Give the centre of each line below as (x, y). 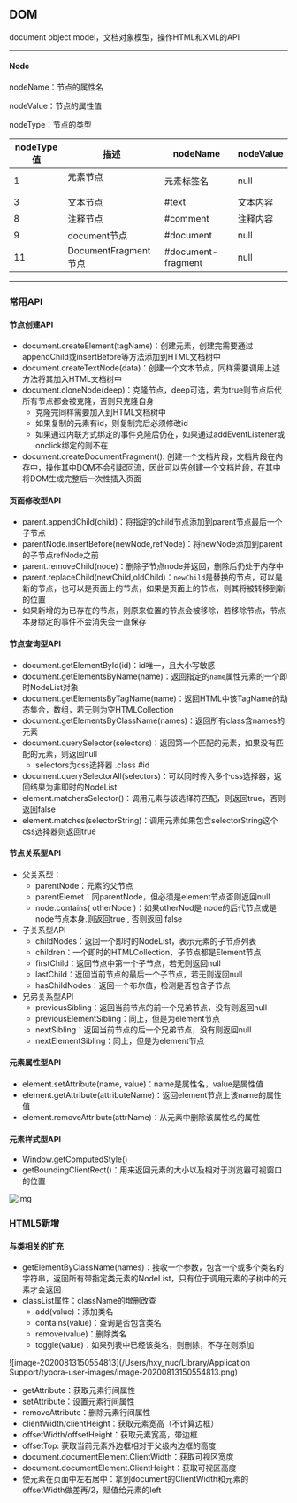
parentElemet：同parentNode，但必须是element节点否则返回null (152, 896)
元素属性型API (35, 1063)
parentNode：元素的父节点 (84, 885)
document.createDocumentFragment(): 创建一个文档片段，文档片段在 (148, 456)
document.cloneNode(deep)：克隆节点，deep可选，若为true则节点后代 (152, 390)
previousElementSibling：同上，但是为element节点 (128, 1018)
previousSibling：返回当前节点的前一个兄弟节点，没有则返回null (151, 1007)
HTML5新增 (34, 1224)
